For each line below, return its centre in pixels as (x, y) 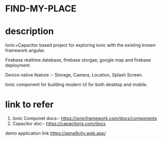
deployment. (18, 66)
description (29, 32)
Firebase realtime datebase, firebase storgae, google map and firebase (78, 60)
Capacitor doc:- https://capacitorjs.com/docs (59, 124)
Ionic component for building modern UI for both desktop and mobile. (77, 84)
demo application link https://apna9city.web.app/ (56, 133)
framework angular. (25, 51)
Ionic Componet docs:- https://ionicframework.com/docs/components (84, 118)
